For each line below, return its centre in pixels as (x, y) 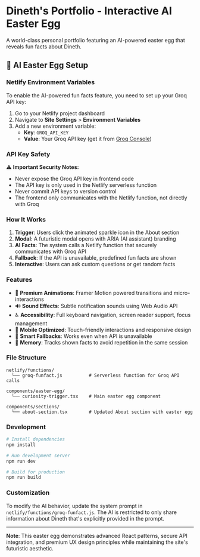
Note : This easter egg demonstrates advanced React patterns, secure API (97, 536)
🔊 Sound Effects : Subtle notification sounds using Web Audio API (96, 306)
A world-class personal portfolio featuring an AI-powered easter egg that (96, 40)
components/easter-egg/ (36, 391)
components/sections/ (33, 407)
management (31, 323)
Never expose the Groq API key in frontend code (74, 179)
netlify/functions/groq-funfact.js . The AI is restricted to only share (92, 512)
